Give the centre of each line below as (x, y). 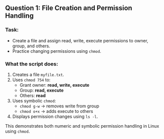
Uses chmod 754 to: (31, 80)
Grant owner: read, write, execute (55, 85)
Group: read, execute (42, 90)
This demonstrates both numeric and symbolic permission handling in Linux (82, 126)
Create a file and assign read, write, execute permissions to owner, (80, 40)
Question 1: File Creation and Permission (69, 8)
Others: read (33, 95)
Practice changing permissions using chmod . (57, 51)
